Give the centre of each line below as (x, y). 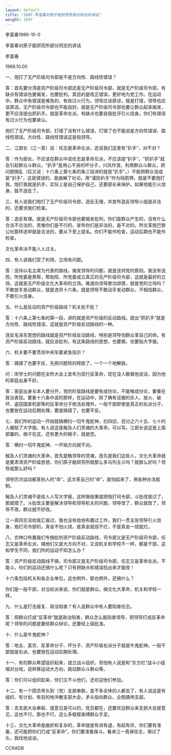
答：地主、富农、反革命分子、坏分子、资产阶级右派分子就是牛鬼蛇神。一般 (83, 645)
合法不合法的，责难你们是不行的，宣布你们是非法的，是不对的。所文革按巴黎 (85, 225)
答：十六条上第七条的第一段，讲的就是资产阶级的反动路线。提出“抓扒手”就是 (85, 318)
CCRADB (15, 748)
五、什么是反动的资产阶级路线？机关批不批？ (52, 307)
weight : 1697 (19, 19)
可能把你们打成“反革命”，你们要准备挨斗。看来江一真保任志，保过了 (90, 732)
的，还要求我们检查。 (27, 208)
